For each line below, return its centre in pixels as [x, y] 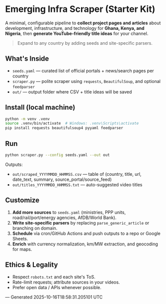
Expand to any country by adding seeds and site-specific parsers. [85, 43]
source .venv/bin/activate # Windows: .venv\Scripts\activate [72, 123]
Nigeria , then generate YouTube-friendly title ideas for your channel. [77, 33]
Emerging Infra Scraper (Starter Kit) [80, 9]
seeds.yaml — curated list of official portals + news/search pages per [83, 71]
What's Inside [27, 59]
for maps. [22, 249]
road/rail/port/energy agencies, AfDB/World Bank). [64, 218]
